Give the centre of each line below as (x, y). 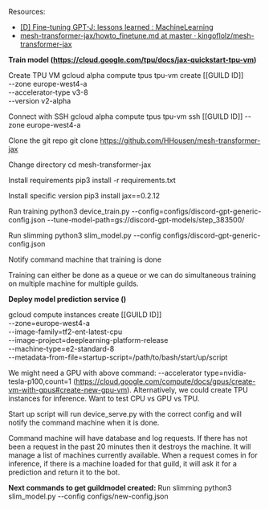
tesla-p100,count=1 (40, 381)
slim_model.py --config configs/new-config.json (88, 496)
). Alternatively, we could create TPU (188, 390)
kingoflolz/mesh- (226, 36)
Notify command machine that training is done (85, 259)
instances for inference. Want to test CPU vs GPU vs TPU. (104, 398)
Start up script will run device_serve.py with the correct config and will (125, 414)
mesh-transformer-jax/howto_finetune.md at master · (108, 36)
